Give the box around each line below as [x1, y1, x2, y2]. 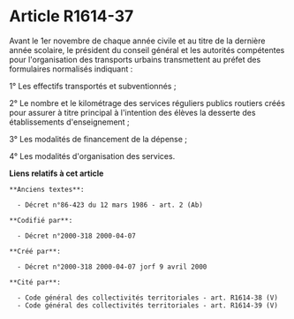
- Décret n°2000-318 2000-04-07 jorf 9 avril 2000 [17, 262, 207, 271]
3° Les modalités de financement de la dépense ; [9, 133, 188, 144]
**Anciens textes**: [9, 185, 86, 194]
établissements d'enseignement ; [9, 117, 130, 127]
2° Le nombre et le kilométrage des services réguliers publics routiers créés [9, 97, 285, 108]
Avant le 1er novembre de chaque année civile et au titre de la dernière [9, 35, 266, 46]
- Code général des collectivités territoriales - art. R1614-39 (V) [17, 300, 278, 310]
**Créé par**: [9, 247, 62, 255]
